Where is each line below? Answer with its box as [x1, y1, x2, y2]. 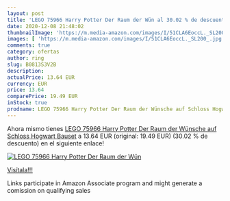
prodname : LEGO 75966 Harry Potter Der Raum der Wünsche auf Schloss [7, 106, 210, 113]
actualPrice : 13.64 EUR [7, 73, 75, 81]
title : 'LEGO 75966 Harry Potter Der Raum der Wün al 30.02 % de [7, 16, 197, 23]
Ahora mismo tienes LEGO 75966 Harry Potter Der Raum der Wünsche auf [7, 124, 217, 132]
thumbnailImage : [7, 29, 53, 36]
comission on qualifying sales [7, 186, 91, 194]
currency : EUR [7, 80, 48, 87]
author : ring [7, 55, 44, 62]
